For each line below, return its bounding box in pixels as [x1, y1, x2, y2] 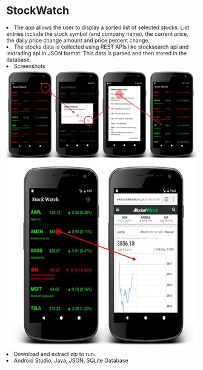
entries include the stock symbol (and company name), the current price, [6, 30, 189, 37]
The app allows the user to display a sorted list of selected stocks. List [14, 24, 190, 31]
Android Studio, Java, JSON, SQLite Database [14, 357, 128, 365]
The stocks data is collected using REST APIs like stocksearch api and [14, 43, 189, 50]
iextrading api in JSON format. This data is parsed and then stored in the [6, 49, 187, 57]
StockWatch [6, 4, 70, 18]
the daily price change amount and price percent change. [6, 36, 150, 44]
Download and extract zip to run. [14, 351, 96, 358]
